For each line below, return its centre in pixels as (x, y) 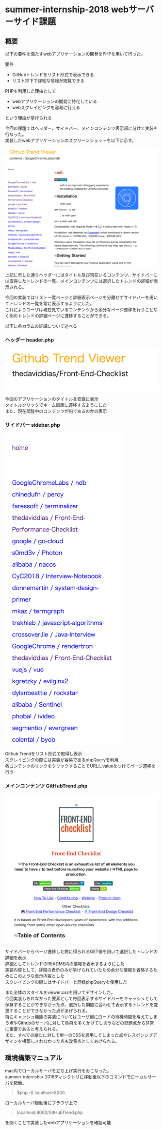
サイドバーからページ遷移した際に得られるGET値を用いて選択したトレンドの (81, 952)
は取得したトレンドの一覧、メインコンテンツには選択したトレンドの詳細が (79, 281)
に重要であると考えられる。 (33, 1029)
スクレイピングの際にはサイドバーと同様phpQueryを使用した (66, 982)
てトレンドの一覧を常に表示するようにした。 (50, 303)
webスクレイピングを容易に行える (46, 108)
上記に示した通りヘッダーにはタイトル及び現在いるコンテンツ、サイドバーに (81, 275)
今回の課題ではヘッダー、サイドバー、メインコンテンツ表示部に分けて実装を (81, 128)
